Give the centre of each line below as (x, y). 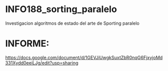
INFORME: (27, 44)
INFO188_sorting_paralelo (61, 9)
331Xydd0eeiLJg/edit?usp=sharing (42, 63)
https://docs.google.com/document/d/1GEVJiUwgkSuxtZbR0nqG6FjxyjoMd (84, 57)
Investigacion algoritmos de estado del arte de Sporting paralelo (72, 23)
